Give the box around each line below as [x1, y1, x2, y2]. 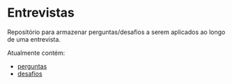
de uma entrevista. [7, 35, 61, 43]
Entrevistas [7, 5, 75, 21]
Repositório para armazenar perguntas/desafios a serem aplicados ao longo [7, 28, 226, 36]
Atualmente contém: [7, 49, 65, 57]
